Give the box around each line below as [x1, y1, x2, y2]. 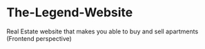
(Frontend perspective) [6, 34, 72, 42]
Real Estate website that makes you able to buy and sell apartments [6, 27, 199, 35]
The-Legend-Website [6, 5, 133, 20]
